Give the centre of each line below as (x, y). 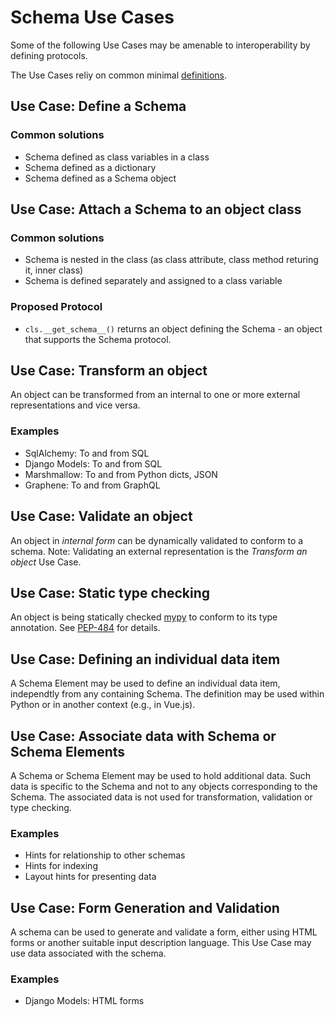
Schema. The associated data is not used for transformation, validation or (161, 797)
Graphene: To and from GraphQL (92, 485)
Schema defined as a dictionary (90, 167)
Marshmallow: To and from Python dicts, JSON (121, 474)
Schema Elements (68, 751)
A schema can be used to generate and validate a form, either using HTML (164, 932)
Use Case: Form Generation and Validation (145, 907)
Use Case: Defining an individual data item (145, 659)
